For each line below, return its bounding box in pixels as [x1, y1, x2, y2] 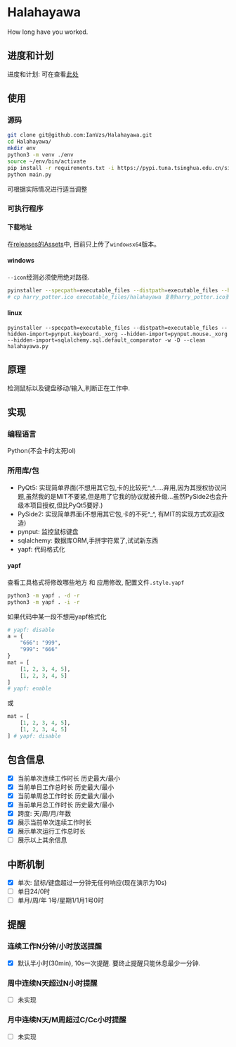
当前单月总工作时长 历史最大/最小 [17, 800, 114, 809]
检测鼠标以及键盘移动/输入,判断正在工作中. [7, 383, 131, 392]
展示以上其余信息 [17, 836, 67, 844]
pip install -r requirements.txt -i [7, 164, 114, 171]
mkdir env [7, 145, 37, 152]
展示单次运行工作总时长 [17, 827, 86, 836]
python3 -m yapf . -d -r [7, 592, 80, 599]
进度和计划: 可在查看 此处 [7, 70, 79, 78]
